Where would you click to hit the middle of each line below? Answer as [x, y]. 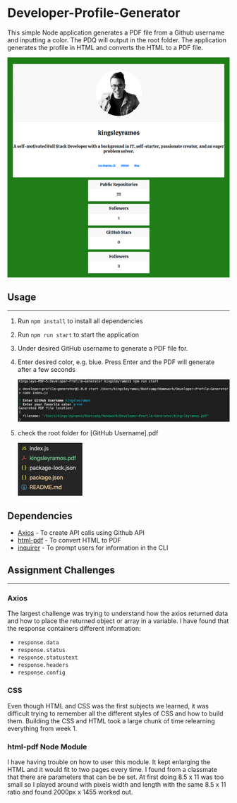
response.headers [43, 665]
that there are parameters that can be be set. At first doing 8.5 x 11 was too [116, 777]
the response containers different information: [74, 629]
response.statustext [48, 658]
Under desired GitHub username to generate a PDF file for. [103, 348]
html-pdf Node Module [47, 747]
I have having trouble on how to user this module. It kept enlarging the [109, 762]
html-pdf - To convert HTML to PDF [69, 541]
